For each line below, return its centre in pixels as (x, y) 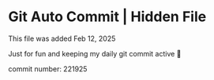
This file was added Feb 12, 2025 (62, 38)
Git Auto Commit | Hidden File (107, 17)
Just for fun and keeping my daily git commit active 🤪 (95, 53)
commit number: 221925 (48, 69)
